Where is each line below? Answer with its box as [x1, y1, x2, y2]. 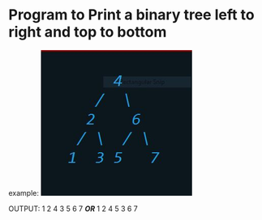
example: [8, 188, 39, 197]
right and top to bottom [8, 23, 167, 41]
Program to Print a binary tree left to [8, 6, 255, 24]
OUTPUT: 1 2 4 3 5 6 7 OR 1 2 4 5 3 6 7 [8, 204, 138, 214]
